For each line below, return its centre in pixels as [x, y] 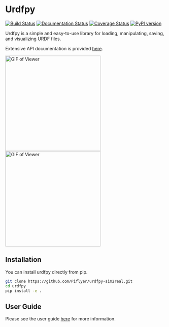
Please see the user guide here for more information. [60, 319]
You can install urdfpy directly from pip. [46, 272]
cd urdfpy [16, 286]
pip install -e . [24, 291]
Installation [23, 260]
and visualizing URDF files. [33, 39]
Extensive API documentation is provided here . [54, 48]
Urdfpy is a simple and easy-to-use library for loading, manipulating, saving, [85, 33]
